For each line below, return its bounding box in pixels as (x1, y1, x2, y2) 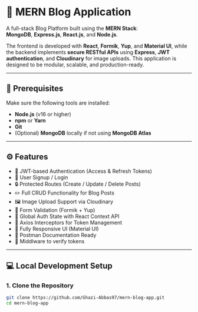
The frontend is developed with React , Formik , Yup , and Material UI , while (6, 42, 187, 49)
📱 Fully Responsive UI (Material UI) (14, 225, 99, 232)
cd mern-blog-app (6, 300, 49, 306)
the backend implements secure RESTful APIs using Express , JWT (6, 48, 170, 55)
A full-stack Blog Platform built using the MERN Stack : (6, 25, 138, 32)
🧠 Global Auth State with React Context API (14, 213, 120, 220)
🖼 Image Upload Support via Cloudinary (14, 198, 114, 205)
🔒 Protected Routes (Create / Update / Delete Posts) (14, 180, 141, 187)
